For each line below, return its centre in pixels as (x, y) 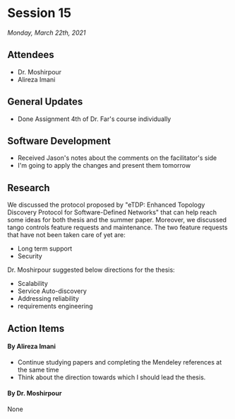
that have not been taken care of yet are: (66, 235)
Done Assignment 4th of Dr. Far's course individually (94, 119)
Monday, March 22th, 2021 (47, 33)
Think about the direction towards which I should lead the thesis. (112, 377)
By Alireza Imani (32, 346)
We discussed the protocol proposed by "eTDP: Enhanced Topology (106, 205)
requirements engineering (55, 306)
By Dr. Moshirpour (35, 394)
